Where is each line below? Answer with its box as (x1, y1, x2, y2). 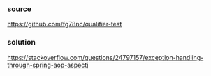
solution (7, 38, 36, 47)
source (7, 4, 32, 14)
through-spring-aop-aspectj (7, 61, 89, 69)
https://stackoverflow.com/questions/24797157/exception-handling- (7, 53, 204, 61)
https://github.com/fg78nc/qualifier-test (7, 20, 122, 29)
